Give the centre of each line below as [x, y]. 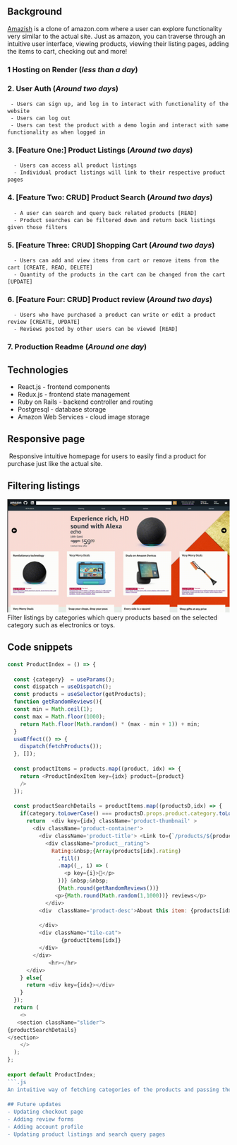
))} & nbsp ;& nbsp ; [83, 881]
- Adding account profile [45, 1127]
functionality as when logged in [56, 133]
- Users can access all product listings [75, 165]
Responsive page [46, 439]
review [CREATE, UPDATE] [44, 322]
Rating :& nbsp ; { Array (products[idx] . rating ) [116, 851]
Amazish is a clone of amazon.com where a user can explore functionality [115, 28]
